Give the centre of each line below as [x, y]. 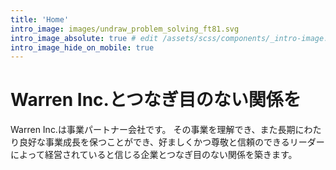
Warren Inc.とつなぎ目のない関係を [156, 100]
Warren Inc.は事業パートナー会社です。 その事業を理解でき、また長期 [153, 130]
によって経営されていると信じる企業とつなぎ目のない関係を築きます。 [154, 155]
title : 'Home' [40, 19]
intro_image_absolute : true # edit [84, 38]
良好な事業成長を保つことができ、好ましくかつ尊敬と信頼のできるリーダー [171, 142]
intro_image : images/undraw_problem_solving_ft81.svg [125, 29]
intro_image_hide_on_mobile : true [82, 47]
